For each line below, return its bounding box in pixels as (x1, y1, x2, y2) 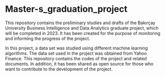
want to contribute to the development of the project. (5, 66, 113, 72)
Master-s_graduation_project (5, 3, 128, 15)
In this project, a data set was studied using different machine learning (5, 45, 148, 51)
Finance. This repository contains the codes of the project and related (5, 55, 147, 61)
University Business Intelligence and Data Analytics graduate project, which (5, 25, 159, 31)
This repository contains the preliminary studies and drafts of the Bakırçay (5, 20, 156, 26)
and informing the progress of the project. (5, 36, 90, 41)
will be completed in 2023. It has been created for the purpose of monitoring (5, 30, 161, 36)
